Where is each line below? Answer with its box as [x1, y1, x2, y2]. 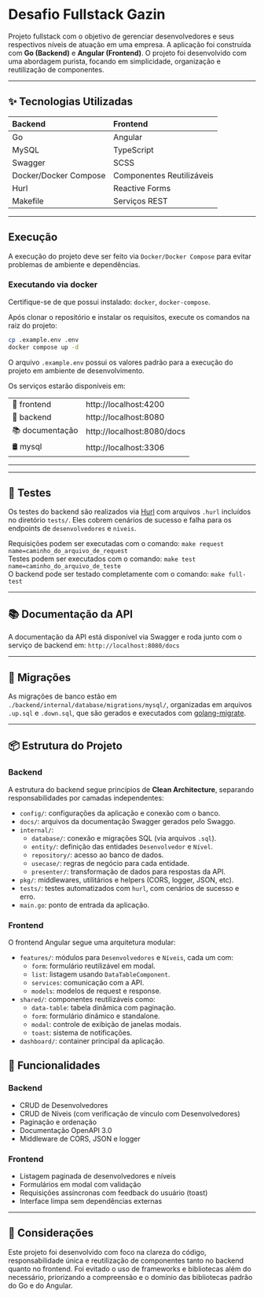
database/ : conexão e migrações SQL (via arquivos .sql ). [31, 833, 217, 842]
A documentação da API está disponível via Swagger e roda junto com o [8, 632, 242, 642]
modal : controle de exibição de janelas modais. [31, 1020, 182, 1029]
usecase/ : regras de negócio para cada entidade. [31, 858, 190, 867]
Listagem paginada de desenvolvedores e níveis [19, 1171, 177, 1181]
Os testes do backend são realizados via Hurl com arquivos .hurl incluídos [8, 507, 251, 516]
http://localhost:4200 [86, 398, 165, 409]
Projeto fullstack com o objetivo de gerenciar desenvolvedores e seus [8, 31, 234, 41]
